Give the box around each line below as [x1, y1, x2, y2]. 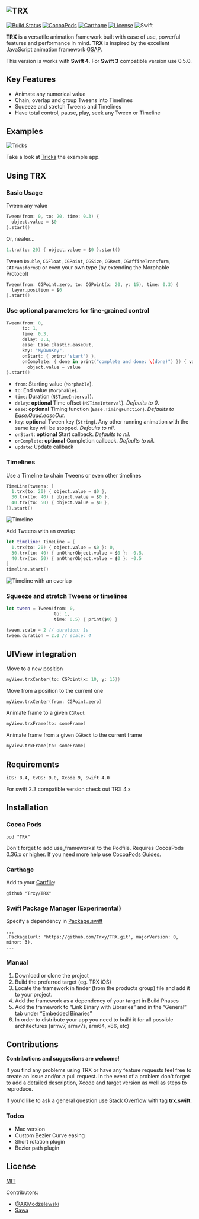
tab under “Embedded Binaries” [14, 1010, 92, 1017]
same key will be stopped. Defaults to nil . [14, 425, 115, 432]
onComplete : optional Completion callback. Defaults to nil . [14, 437, 155, 444]
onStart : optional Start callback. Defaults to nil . [14, 431, 131, 438]
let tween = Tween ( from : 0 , [6, 606, 76, 612]
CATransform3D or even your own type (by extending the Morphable [6, 263, 170, 270]
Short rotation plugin [14, 1138, 65, 1145]
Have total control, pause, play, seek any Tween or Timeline [14, 109, 161, 116]
